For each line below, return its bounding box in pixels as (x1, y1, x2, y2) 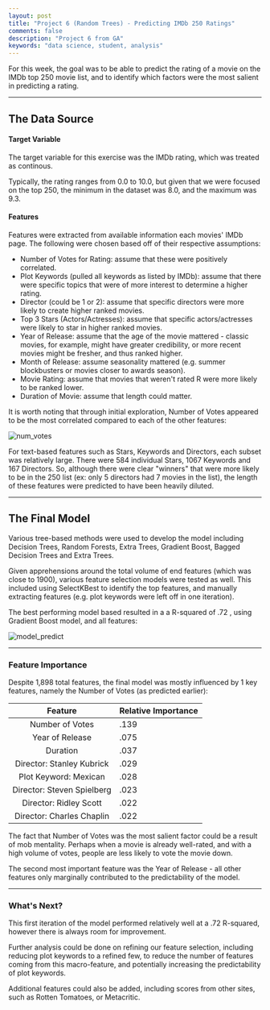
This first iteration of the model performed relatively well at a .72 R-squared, (8, 918, 260, 928)
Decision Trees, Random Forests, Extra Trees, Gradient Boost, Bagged (8, 542, 241, 551)
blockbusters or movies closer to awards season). (19, 365, 186, 375)
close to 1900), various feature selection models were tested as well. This (8, 574, 252, 584)
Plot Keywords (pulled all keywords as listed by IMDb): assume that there (19, 271, 262, 281)
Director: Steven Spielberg (12, 784, 112, 796)
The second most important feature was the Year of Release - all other (8, 864, 242, 874)
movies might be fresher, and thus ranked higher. (19, 348, 183, 358)
